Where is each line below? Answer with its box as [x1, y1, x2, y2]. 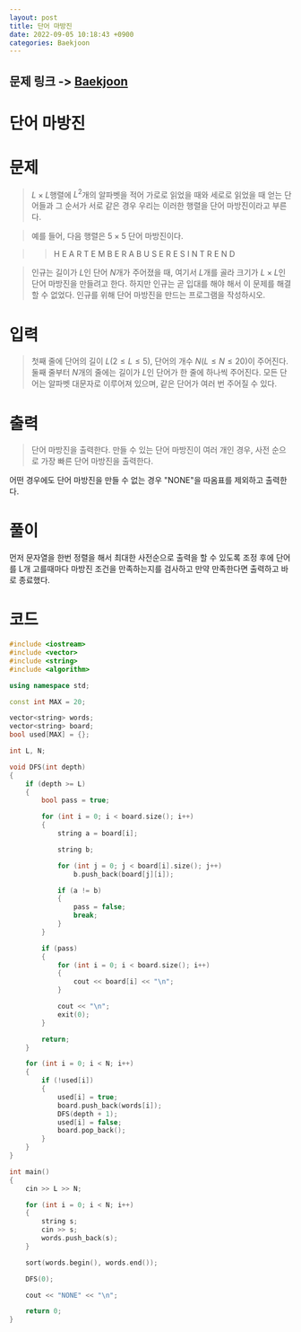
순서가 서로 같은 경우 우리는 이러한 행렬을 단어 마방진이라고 [64, 200, 271, 211]
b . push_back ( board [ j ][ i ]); [73, 869, 175, 878]
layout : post [9, 13, 58, 22]
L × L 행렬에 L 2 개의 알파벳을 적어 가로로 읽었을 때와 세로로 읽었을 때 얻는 [30, 188, 282, 200]
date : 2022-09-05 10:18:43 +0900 [9, 30, 134, 39]
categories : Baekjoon [9, 38, 90, 48]
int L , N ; [9, 746, 47, 755]
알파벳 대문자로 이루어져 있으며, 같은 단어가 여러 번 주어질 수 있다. [47, 378, 278, 389]
